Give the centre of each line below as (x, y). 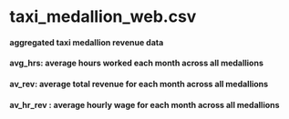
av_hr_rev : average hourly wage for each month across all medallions (144, 104)
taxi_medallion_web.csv (103, 17)
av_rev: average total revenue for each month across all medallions (139, 84)
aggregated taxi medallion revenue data (87, 42)
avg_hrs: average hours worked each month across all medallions (137, 63)
